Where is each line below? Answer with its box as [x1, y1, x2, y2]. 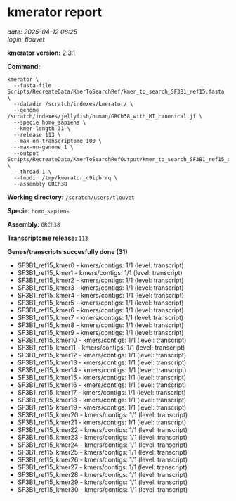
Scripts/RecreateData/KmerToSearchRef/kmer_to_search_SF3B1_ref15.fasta [7, 88, 225, 95]
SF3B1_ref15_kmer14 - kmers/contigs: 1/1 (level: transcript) [17, 365, 187, 374]
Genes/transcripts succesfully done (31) [7, 247, 128, 255]
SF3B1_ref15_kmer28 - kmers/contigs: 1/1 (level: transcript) [17, 470, 188, 478]
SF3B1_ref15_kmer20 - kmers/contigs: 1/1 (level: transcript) [17, 410, 188, 419]
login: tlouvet [7, 34, 45, 43]
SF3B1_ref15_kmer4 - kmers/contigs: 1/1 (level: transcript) [17, 291, 185, 299]
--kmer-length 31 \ [13, 125, 71, 132]
